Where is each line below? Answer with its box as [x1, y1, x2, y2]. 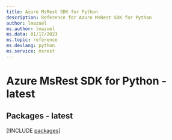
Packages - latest [6, 111, 73, 121]
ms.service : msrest [6, 48, 55, 54]
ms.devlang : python [6, 43, 55, 49]
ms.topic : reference [6, 37, 58, 43]
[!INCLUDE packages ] [6, 127, 61, 134]
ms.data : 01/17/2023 [6, 31, 58, 37]
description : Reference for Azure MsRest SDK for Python [6, 14, 152, 21]
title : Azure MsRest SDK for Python [6, 8, 98, 15]
